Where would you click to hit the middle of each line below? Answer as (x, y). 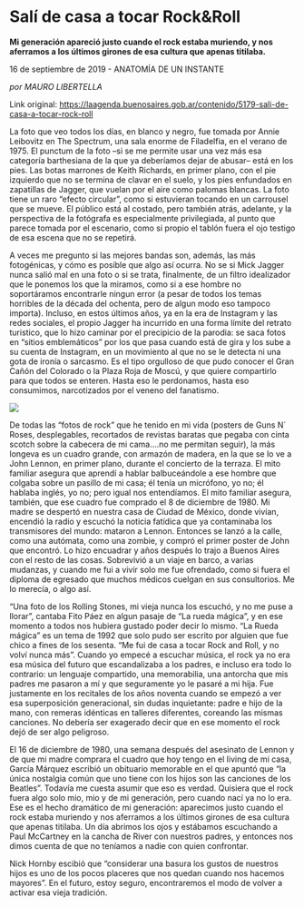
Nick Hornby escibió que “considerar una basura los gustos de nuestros (144, 863)
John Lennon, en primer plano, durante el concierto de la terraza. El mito (145, 463)
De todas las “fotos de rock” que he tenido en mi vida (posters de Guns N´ (148, 425)
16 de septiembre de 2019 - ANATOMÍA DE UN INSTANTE (117, 69)
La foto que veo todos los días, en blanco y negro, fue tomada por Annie (144, 131)
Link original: (33, 104)
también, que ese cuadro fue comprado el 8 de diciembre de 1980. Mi (140, 502)
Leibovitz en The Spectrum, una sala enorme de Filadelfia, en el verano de (148, 141)
